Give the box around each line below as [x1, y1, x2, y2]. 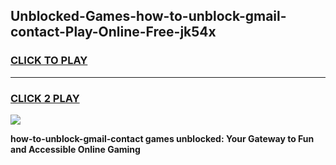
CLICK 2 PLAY [10, 91, 80, 105]
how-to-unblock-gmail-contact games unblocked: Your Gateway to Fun [10, 132, 315, 144]
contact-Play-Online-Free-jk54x [10, 24, 217, 41]
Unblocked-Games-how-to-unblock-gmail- [10, 8, 287, 25]
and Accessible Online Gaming [10, 143, 141, 155]
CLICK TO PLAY [10, 54, 88, 68]
